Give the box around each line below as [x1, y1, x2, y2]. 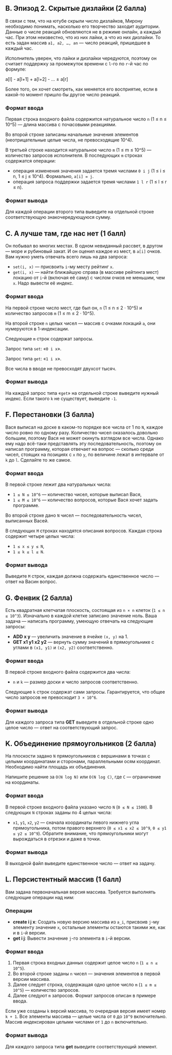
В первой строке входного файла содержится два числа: [5, 669, 131, 675]
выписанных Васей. [5, 517, 49, 524]
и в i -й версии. [12, 930, 46, 936]
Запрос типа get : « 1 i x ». [5, 355, 62, 362]
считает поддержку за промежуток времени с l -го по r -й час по [5, 60, 148, 66]
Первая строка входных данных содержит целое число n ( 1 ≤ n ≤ [12, 960, 158, 966]
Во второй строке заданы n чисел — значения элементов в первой [12, 971, 161, 977]
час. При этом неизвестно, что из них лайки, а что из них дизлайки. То [5, 34, 161, 40]
